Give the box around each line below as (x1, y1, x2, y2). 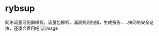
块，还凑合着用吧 (5, 25, 40, 31)
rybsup (5, 3, 35, 14)
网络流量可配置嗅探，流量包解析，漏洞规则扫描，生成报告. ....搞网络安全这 (5, 19, 154, 25)
